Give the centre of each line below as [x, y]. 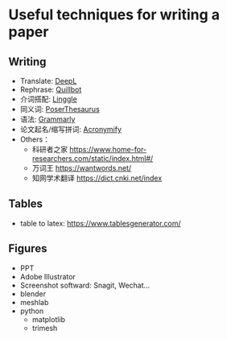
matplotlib [49, 319]
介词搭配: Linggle [49, 99]
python [32, 311]
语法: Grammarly [47, 119]
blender [33, 294]
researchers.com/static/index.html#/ [93, 158]
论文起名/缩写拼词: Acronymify [71, 129]
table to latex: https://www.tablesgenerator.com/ [100, 223]
